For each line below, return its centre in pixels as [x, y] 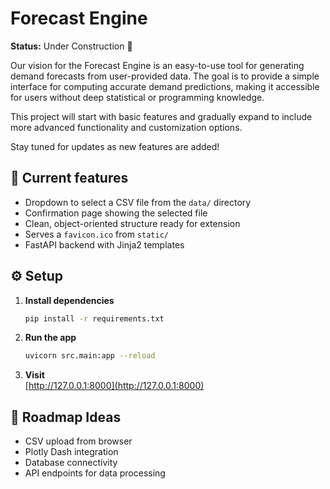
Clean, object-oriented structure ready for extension [132, 223]
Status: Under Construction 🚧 [71, 46]
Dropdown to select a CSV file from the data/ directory [138, 202]
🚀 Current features [69, 178]
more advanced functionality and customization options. [126, 127]
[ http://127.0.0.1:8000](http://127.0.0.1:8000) [114, 386]
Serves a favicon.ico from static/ [96, 234]
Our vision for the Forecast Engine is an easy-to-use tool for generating [157, 65]
